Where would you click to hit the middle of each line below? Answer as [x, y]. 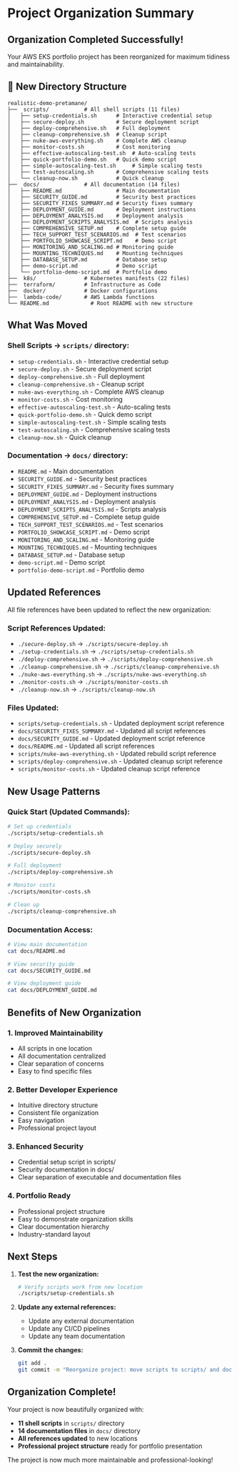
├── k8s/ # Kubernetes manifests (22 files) [99, 278]
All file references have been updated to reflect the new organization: [110, 610]
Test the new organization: [58, 1274]
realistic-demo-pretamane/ [47, 103]
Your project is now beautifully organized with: [76, 1409]
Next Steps [32, 1257]
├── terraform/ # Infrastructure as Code [84, 284]
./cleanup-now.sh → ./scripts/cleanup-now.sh [86, 689]
